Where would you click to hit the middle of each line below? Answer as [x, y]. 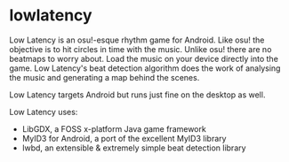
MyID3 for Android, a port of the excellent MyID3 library [124, 138]
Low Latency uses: [44, 112]
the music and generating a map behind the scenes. [104, 77]
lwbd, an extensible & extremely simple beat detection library [134, 148]
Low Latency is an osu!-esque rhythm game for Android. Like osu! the [137, 40]
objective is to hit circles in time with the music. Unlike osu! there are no [140, 49]
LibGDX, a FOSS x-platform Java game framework [114, 128]
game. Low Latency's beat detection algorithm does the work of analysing [145, 68]
